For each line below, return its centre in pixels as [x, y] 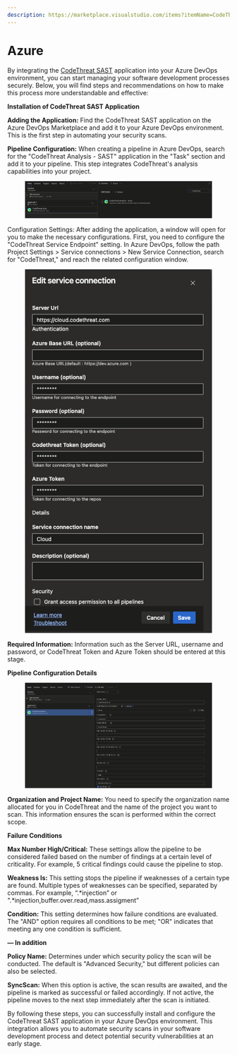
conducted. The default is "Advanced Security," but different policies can [114, 963]
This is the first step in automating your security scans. [87, 135]
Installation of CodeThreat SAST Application [73, 106]
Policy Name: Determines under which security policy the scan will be [109, 956]
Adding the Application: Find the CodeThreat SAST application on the [109, 120]
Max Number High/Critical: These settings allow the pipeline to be [104, 849]
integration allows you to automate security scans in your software [104, 1028]
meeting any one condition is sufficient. [65, 929]
